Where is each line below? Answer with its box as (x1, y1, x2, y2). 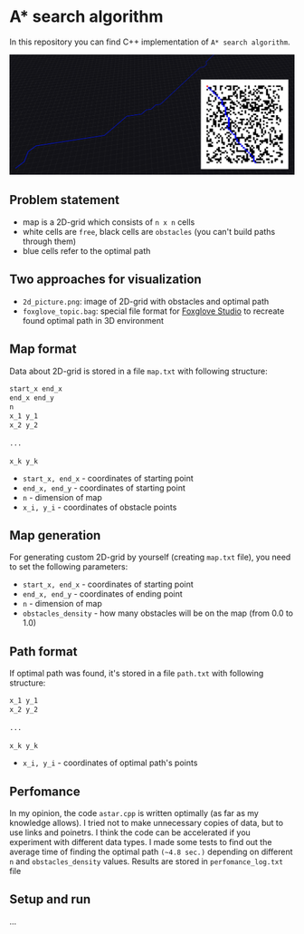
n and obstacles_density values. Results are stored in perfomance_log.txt (9, 855, 283, 867)
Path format (9, 644, 78, 659)
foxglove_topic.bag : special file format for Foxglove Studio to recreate (22, 306, 285, 316)
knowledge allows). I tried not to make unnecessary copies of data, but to (9, 817, 283, 828)
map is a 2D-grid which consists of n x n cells (22, 216, 195, 228)
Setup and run (9, 891, 91, 908)
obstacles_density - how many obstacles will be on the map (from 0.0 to (22, 608, 294, 618)
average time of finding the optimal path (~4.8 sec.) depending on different (9, 846, 293, 857)
